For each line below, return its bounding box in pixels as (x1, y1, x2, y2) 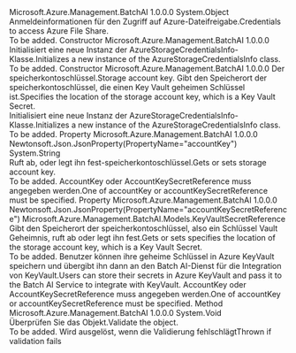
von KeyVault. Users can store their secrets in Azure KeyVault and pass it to (9, 270, 283, 280)
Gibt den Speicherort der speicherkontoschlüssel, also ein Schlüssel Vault (9, 223, 278, 234)
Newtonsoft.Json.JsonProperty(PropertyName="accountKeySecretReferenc (9, 204, 287, 214)
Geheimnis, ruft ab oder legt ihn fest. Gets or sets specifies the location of (9, 233, 276, 242)
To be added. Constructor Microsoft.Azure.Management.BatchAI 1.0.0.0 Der (9, 64, 285, 73)
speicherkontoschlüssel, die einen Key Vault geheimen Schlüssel (9, 82, 246, 92)
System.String (9, 148, 61, 158)
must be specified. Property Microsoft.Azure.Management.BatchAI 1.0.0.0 (9, 195, 277, 205)
